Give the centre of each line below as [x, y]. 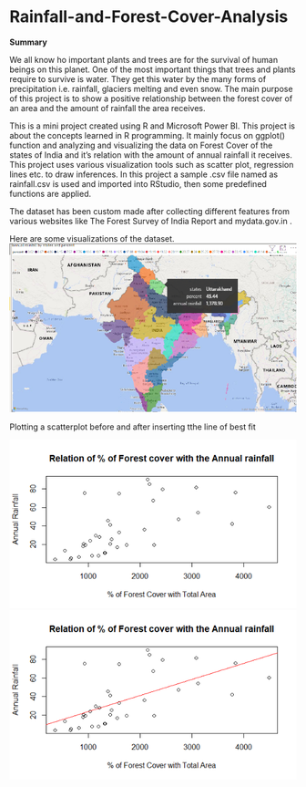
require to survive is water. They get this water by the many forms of [138, 78]
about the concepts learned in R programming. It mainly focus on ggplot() [147, 135]
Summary [28, 42]
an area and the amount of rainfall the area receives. [107, 108]
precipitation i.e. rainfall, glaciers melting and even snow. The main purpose [151, 88]
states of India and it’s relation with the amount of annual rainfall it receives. [151, 155]
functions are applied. [51, 193]
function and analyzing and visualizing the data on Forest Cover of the [141, 145]
